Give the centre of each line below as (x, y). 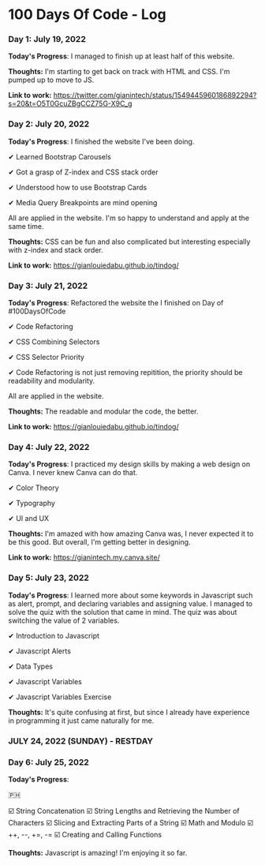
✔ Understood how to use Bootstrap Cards (78, 187)
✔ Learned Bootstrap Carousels (60, 156)
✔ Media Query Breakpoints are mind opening (83, 202)
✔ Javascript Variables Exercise (60, 697)
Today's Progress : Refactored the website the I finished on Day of (116, 303)
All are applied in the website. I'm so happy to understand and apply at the (129, 218)
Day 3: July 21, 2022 (48, 286)
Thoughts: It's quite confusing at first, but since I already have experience (129, 712)
